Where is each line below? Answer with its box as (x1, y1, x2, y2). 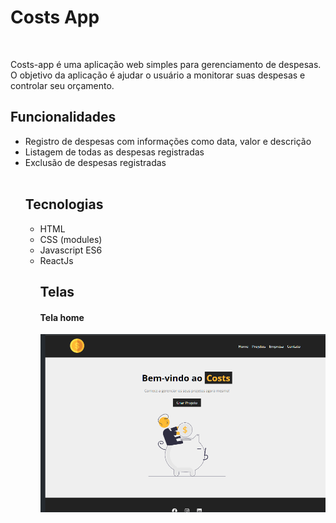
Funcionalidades (10, 109, 117, 126)
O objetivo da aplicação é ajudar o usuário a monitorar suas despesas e (10, 69, 306, 81)
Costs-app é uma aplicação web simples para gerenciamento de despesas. (10, 58, 322, 70)
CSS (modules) (39, 233, 103, 245)
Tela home (39, 311, 85, 323)
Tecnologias (24, 196, 104, 213)
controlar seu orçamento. (10, 79, 115, 91)
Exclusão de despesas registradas (24, 156, 167, 168)
